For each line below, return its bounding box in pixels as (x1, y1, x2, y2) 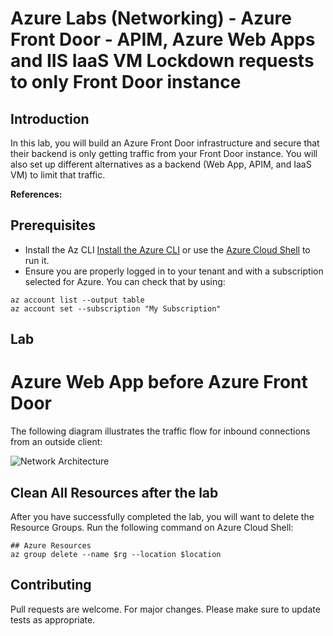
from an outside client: (10, 436, 103, 448)
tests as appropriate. (10, 613, 96, 626)
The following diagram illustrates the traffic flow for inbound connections (10, 425, 311, 437)
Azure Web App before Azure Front (10, 371, 308, 394)
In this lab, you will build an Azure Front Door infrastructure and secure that (10, 137, 320, 149)
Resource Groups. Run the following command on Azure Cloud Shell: (10, 521, 294, 533)
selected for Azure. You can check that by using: (24, 275, 226, 287)
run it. (24, 254, 50, 266)
